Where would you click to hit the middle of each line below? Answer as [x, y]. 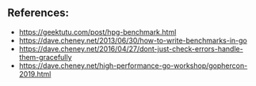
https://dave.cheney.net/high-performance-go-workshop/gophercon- [133, 65]
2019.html [35, 73]
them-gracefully [45, 57]
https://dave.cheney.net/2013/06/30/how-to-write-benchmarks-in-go [133, 40]
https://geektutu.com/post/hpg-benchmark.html [97, 32]
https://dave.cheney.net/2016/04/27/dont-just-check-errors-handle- [131, 49]
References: [38, 13]
